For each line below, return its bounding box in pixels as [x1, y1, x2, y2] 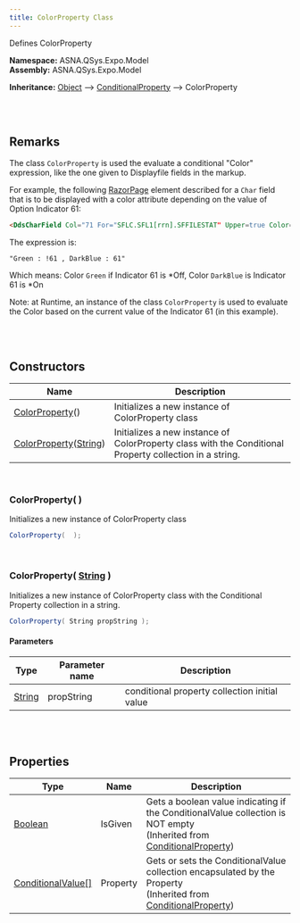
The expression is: [9, 237, 78, 248]
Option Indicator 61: [9, 204, 82, 214]
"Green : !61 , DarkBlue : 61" [9, 254, 126, 263]
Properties [9, 754, 70, 769]
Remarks [9, 135, 61, 150]
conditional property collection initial [124, 685, 279, 697]
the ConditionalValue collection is [146, 807, 286, 819]
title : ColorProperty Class [9, 12, 114, 22]
